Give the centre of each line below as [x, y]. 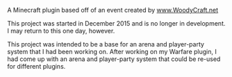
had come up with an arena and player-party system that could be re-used [114, 59]
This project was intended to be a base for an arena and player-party [106, 44]
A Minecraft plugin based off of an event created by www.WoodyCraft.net [113, 10]
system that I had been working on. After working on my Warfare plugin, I [112, 52]
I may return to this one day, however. [61, 31]
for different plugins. [36, 66]
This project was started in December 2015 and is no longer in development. [116, 23]
